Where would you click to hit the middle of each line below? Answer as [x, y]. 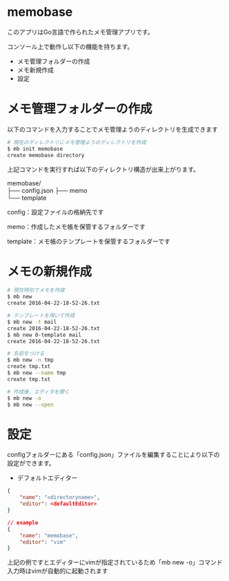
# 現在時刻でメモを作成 [36, 290]
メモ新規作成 [35, 70]
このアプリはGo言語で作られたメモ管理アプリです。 [80, 32]
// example [23, 522]
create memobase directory [46, 155]
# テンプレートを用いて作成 [41, 316]
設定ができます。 [31, 463]
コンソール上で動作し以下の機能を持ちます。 [70, 46]
